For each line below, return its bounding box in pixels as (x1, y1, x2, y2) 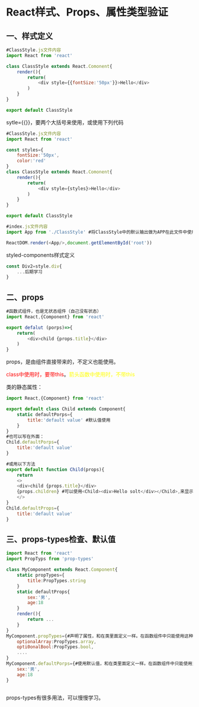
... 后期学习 (17, 269, 43, 275)
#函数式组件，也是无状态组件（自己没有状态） (6, 309, 102, 315)
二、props (6, 292, 44, 302)
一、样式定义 (6, 31, 53, 41)
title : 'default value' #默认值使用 (27, 417, 111, 423)
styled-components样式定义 (6, 251, 75, 259)
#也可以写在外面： (6, 433, 44, 440)
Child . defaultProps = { (6, 505, 60, 511)
